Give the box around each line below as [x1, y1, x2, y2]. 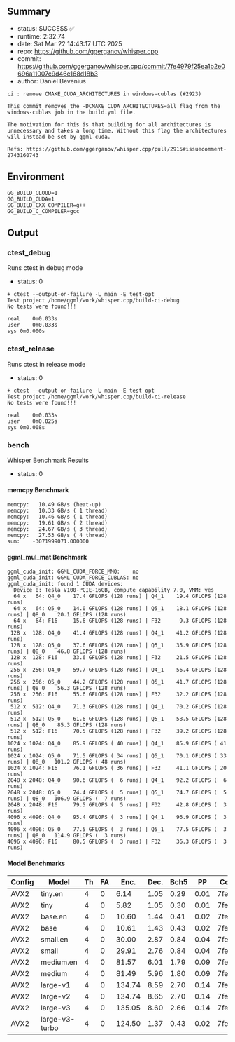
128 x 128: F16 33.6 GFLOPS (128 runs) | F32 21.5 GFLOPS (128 [10, 654, 227, 661]
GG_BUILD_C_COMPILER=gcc [7, 208, 80, 215]
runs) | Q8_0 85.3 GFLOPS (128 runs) [7, 722, 127, 729]
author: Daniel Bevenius [17, 76, 86, 85]
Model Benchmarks [7, 859, 65, 867]
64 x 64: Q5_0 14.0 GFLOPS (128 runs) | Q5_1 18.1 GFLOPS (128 [13, 605, 227, 612]
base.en [41, 912, 68, 921]
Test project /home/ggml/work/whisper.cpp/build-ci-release [7, 393, 187, 400]
